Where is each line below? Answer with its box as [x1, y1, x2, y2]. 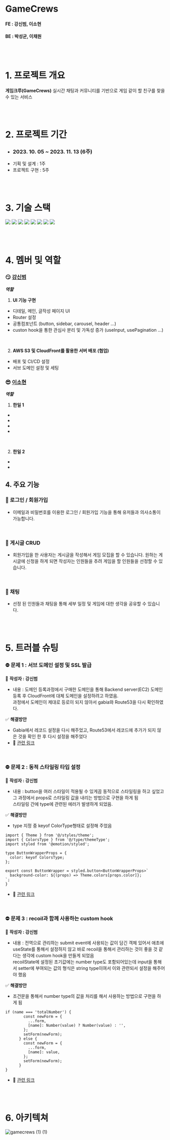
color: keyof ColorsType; [10, 855, 65, 860]
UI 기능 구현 [12, 297, 37, 303]
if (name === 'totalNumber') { [5, 1009, 72, 1015]
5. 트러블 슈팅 [5, 642, 59, 653]
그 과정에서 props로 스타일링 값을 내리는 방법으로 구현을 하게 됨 [12, 795, 139, 801]
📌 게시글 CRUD [5, 539, 41, 546]
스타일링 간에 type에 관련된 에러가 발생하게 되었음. [12, 801, 113, 807]
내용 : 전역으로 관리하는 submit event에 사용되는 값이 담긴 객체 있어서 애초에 [12, 940, 164, 946]
